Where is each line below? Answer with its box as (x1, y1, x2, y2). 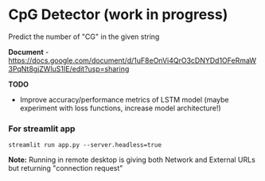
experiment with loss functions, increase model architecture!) (19, 103, 221, 113)
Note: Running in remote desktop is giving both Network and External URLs (8, 155, 256, 164)
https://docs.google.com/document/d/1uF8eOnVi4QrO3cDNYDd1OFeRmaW (8, 56, 257, 65)
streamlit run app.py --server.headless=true (8, 141, 162, 149)
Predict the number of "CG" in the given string (8, 32, 160, 41)
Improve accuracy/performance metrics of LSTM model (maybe (19, 94, 229, 104)
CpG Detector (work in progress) (8, 6, 228, 24)
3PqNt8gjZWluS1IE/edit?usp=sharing (8, 64, 130, 73)
